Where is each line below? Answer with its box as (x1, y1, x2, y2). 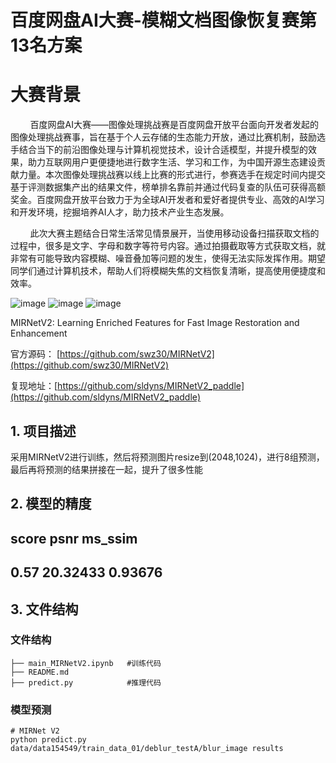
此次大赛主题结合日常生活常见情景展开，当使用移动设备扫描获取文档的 (29, 227, 320, 240)
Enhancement (10, 327, 68, 340)
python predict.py (10, 735, 87, 745)
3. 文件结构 (10, 601, 79, 618)
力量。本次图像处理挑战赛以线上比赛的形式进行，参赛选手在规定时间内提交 (18, 169, 326, 181)
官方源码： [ (10, 348, 61, 360)
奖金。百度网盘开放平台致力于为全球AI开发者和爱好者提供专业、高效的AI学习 (10, 194, 325, 206)
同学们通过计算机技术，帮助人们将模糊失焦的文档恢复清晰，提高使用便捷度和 (10, 265, 326, 277)
